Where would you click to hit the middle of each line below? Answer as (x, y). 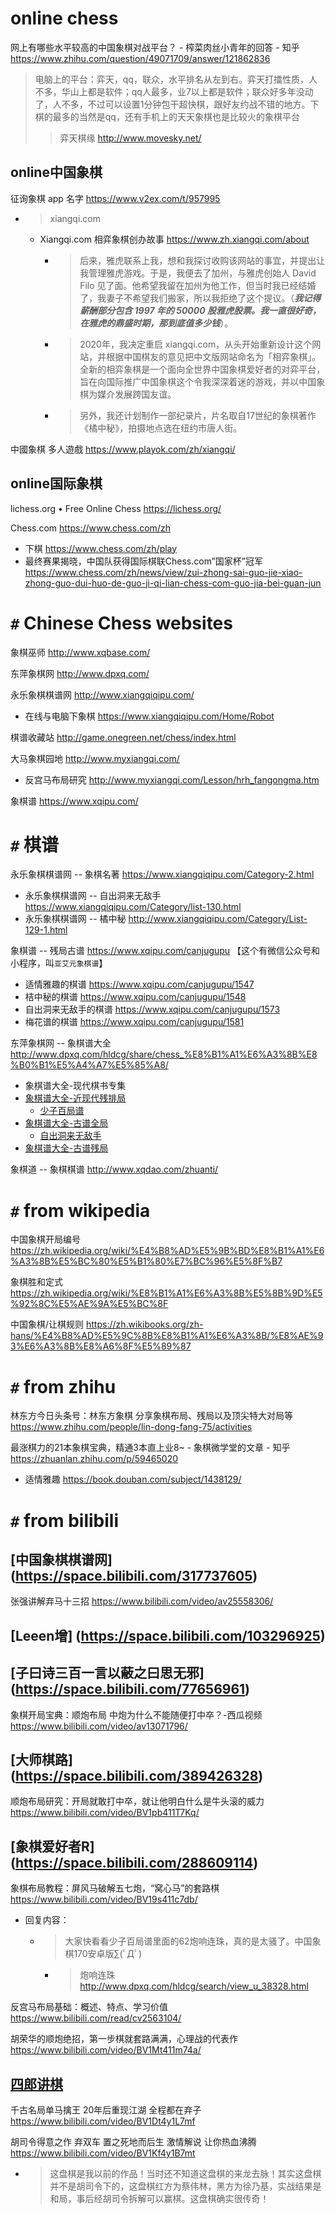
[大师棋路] (41, 1759)
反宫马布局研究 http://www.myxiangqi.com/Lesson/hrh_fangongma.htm (172, 779)
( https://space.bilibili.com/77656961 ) (130, 1689)
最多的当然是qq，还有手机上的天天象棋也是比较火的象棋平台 (176, 116)
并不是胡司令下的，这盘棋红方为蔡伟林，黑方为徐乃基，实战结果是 (185, 2186)
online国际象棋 (56, 483)
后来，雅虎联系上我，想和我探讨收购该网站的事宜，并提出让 (202, 260)
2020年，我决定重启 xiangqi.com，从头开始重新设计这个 (196, 344)
